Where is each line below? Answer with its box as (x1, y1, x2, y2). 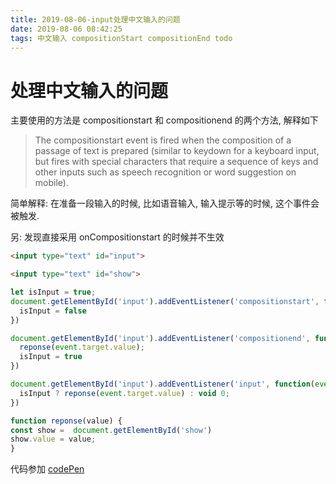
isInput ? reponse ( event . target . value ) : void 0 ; (19, 388, 230, 398)
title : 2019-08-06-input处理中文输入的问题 (10, 14, 181, 25)
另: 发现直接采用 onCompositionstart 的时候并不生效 (10, 231, 225, 243)
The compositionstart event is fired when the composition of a (34, 134, 292, 146)
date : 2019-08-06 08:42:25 (10, 24, 123, 34)
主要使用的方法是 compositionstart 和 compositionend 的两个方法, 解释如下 (10, 114, 319, 126)
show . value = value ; (10, 434, 97, 445)
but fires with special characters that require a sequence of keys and (34, 156, 319, 168)
